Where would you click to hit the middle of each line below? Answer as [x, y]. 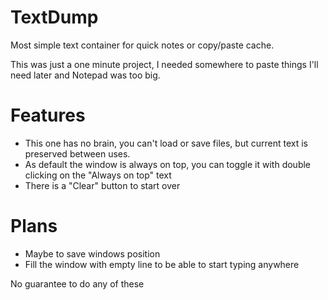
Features [48, 115]
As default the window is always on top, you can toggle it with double [168, 164]
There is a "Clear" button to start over [102, 185]
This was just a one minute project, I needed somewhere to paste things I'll [164, 64]
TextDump [54, 17]
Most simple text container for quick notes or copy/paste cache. [142, 45]
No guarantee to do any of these [77, 283]
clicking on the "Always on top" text [98, 175]
